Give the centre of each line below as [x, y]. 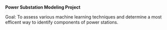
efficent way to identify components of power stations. [62, 22]
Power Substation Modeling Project [43, 7]
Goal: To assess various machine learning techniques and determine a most [83, 17]
